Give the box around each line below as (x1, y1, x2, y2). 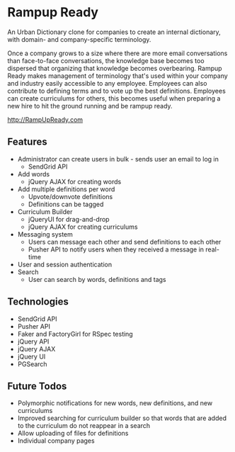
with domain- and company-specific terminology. (7, 35, 151, 43)
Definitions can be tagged (28, 200, 104, 208)
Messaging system (17, 230, 73, 238)
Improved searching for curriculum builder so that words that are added (17, 414, 227, 422)
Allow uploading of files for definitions (17, 429, 129, 438)
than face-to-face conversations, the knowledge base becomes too (7, 56, 205, 64)
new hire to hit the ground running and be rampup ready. (7, 101, 173, 110)
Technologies (7, 295, 69, 308)
